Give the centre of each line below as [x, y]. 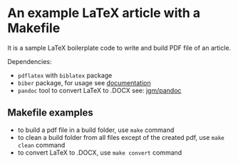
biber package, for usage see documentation [84, 82]
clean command [41, 145]
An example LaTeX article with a [104, 13]
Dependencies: [30, 61]
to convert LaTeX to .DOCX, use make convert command [100, 152]
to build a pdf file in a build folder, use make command [96, 130]
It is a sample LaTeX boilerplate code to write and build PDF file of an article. [119, 48]
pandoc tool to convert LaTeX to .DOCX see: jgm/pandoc [99, 90]
